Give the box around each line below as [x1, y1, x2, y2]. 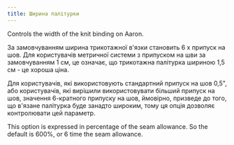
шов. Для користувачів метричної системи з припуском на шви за [7, 50, 206, 59]
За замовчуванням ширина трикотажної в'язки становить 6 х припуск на [7, 43, 226, 51]
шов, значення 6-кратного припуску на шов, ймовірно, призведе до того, [7, 94, 227, 102]
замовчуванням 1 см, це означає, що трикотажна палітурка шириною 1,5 [7, 57, 226, 67]
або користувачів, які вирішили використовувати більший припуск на [7, 86, 215, 95]
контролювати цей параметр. [7, 109, 96, 117]
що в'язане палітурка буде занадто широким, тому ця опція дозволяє [7, 101, 215, 109]
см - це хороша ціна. [7, 65, 70, 74]
